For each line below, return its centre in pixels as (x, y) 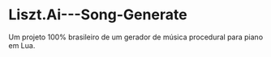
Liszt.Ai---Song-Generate (98, 15)
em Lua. (22, 45)
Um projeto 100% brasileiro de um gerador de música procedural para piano (136, 37)
